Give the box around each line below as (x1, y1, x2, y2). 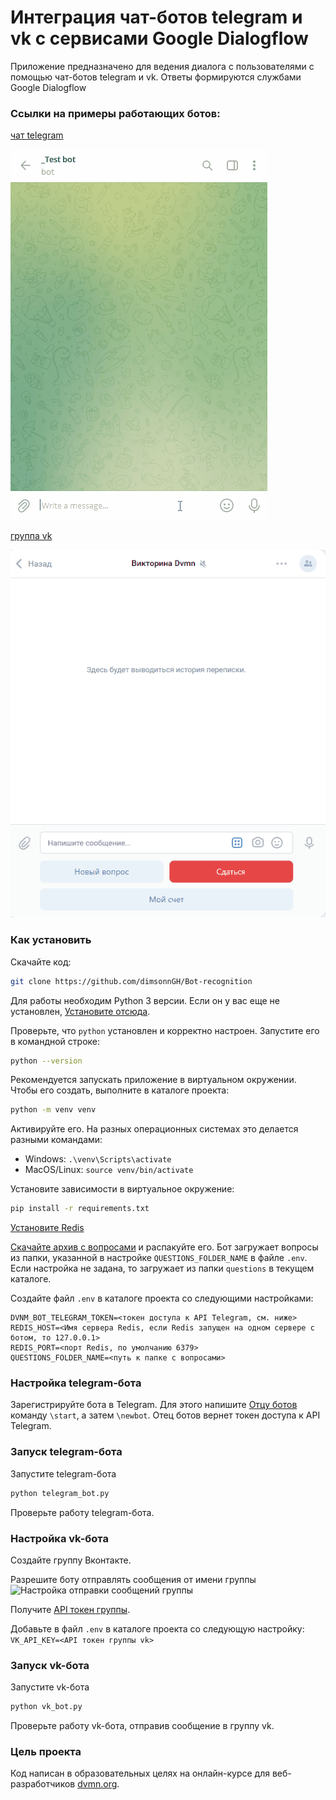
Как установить (10, 933, 92, 947)
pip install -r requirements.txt (10, 1204, 150, 1214)
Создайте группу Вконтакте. (10, 1554, 132, 1566)
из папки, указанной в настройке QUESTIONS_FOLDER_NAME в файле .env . (10, 1252, 308, 1264)
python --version (10, 1056, 83, 1066)
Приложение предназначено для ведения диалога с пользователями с (10, 60, 315, 72)
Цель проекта (10, 1745, 82, 1759)
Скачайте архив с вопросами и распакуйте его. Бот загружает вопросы (10, 1241, 319, 1253)
